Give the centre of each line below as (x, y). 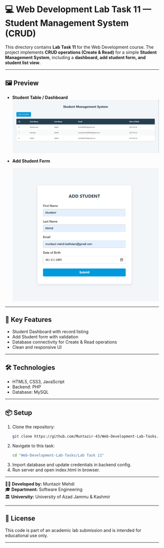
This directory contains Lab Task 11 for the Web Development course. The (79, 47)
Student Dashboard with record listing (50, 331)
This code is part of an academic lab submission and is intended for (73, 530)
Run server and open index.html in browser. (56, 470)
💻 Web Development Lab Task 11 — (78, 10)
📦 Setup (19, 412)
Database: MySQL (30, 392)
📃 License (20, 518)
